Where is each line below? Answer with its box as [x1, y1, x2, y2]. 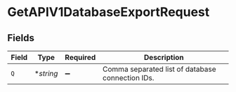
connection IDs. [103, 73, 155, 82]
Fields [7, 32, 35, 44]
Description [143, 53, 184, 62]
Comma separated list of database [103, 64, 216, 74]
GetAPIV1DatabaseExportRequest [7, 4, 210, 20]
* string [34, 69, 58, 78]
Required [65, 53, 96, 62]
